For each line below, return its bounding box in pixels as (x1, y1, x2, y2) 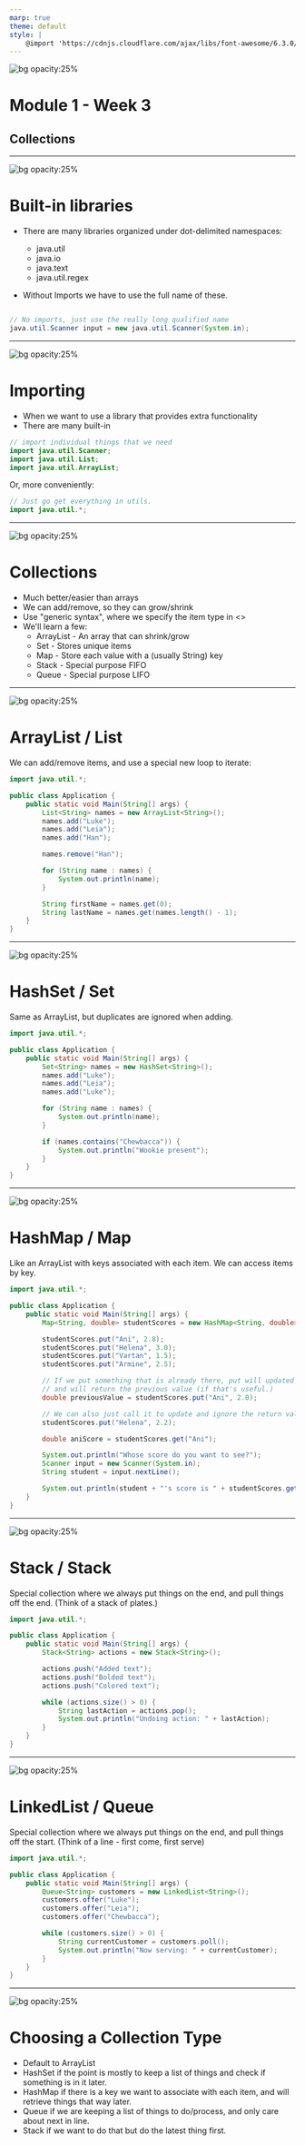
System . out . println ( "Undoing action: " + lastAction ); (57, 1715, 271, 1724)
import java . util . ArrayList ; (9, 463, 120, 472)
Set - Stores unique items (35, 641, 132, 652)
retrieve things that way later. (22, 2096, 132, 2107)
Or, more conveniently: (9, 479, 95, 490)
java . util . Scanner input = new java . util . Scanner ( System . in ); (9, 324, 250, 333)
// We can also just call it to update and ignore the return (42, 1409, 282, 1419)
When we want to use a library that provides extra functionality (22, 410, 259, 421)
